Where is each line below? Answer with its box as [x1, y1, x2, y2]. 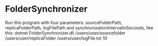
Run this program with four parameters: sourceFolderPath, [5, 20, 123, 25]
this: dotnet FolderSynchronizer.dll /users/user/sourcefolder [5, 30, 126, 36]
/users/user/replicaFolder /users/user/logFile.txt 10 [5, 35, 108, 41]
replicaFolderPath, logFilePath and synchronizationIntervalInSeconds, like [5, 24, 154, 30]
